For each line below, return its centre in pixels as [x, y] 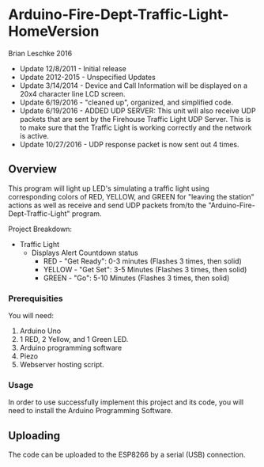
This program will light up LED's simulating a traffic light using [109, 188]
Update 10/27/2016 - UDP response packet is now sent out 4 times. [129, 144]
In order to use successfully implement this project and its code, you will [126, 402]
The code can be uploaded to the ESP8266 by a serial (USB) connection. [127, 455]
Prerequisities [36, 298]
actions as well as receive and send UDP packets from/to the [107, 205]
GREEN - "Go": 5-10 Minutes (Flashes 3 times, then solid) [136, 278]
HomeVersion [54, 31]
